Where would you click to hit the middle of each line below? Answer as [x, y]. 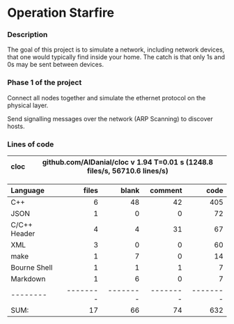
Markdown [28, 279]
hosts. [16, 126]
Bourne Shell [32, 268]
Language [28, 191]
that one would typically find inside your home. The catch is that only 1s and [116, 57]
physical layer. [28, 105]
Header [23, 233]
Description [28, 35]
